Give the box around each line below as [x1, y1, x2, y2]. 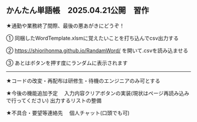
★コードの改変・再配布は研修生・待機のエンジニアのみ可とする [6, 77, 161, 84]
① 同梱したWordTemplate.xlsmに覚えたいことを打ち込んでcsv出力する [6, 34, 179, 41]
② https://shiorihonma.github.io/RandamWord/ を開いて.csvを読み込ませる [6, 47, 189, 54]
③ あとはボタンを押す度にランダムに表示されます [6, 59, 128, 66]
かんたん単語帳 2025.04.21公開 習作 [6, 5, 150, 16]
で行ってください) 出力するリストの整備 [6, 97, 101, 104]
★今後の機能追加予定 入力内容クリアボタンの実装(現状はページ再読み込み [6, 89, 189, 96]
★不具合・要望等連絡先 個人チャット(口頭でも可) [6, 109, 130, 116]
